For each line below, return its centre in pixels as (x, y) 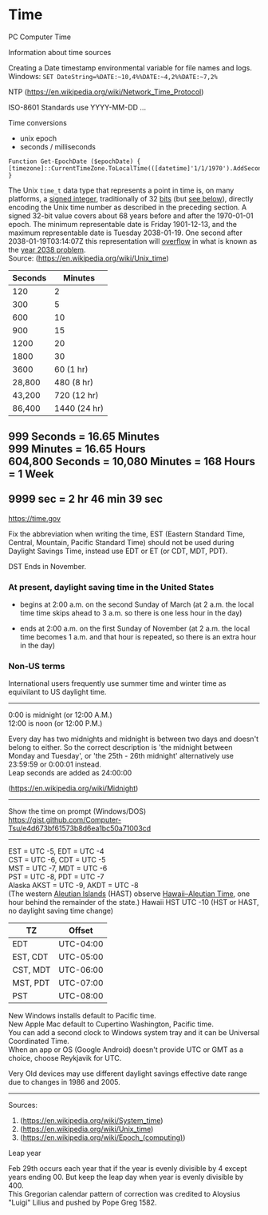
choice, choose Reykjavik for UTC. (65, 1058)
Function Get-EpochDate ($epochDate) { (75, 161)
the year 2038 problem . (47, 249)
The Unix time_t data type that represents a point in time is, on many (121, 190)
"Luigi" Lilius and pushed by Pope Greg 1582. (83, 1203)
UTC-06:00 (81, 970)
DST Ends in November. (47, 566)
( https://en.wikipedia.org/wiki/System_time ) (91, 1121)
